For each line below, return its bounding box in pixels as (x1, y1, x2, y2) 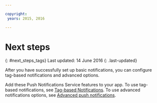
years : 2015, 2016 (7, 16, 45, 21)
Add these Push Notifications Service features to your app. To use (5, 82, 138, 88)
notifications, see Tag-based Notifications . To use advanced (19, 87, 140, 93)
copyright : (5, 11, 27, 16)
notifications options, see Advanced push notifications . (5, 92, 116, 98)
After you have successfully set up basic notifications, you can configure (5, 67, 152, 73)
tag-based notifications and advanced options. (5, 72, 100, 78)
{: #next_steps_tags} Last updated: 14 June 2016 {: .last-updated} (5, 57, 137, 64)
